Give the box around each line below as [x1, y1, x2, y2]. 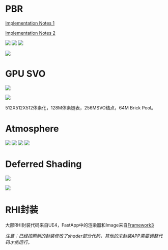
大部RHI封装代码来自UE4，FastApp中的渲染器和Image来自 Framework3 [5, 222, 154, 228]
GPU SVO [5, 68, 46, 80]
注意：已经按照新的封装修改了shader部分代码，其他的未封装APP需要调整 [5, 233, 158, 239]
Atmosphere [5, 123, 59, 134]
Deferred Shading [5, 158, 82, 170]
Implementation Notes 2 [5, 30, 56, 36]
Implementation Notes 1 [5, 20, 55, 26]
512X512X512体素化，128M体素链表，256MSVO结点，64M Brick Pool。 [5, 104, 156, 110]
